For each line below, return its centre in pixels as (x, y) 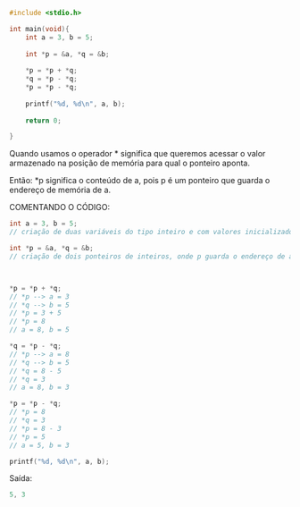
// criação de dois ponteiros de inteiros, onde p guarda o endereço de (147, 256)
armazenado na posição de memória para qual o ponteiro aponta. (129, 163)
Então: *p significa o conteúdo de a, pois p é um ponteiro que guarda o (140, 181)
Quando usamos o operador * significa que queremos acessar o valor (137, 154)
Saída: (21, 478)
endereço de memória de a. (60, 190)
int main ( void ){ (39, 29)
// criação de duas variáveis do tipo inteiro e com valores (125, 232)
